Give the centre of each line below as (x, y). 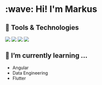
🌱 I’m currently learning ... (47, 56)
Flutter (19, 78)
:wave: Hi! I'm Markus (51, 9)
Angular (20, 68)
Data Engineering (30, 73)
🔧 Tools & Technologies (42, 28)
